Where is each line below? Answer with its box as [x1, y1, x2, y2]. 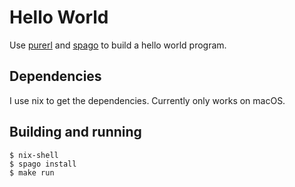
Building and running [9, 124, 142, 141]
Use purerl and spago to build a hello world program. [9, 39, 227, 51]
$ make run [9, 167, 55, 178]
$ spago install [9, 159, 77, 169]
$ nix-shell [9, 150, 59, 160]
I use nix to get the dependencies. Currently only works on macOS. [9, 94, 286, 106]
